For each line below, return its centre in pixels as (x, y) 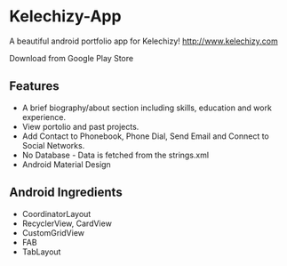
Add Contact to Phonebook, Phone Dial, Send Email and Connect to (145, 136)
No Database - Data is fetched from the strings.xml (116, 155)
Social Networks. (53, 145)
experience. (44, 117)
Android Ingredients (66, 193)
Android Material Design (66, 164)
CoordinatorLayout (56, 214)
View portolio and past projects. (80, 126)
